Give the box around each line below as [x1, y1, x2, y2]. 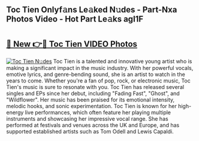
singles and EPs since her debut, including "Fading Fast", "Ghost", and [6, 90, 180, 97]
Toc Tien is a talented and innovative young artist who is [53, 58, 192, 65]
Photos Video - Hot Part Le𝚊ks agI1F [6, 14, 144, 24]
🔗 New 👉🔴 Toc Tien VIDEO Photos [6, 39, 138, 49]
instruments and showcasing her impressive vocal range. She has [6, 115, 169, 122]
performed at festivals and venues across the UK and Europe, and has [6, 122, 180, 128]
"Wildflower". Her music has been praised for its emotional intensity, [6, 96, 175, 103]
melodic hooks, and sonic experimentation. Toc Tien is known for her [6, 103, 177, 109]
